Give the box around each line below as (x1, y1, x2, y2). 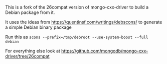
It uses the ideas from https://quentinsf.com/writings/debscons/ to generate (5, 19, 162, 25)
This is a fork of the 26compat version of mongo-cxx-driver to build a (5, 4, 149, 10)
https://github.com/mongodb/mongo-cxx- (61, 48, 148, 54)
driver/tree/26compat (5, 53, 50, 59)
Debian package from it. (5, 9, 55, 15)
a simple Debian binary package (5, 24, 72, 30)
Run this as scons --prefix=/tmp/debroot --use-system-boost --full (5, 34, 148, 40)
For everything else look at (5, 48, 60, 54)
